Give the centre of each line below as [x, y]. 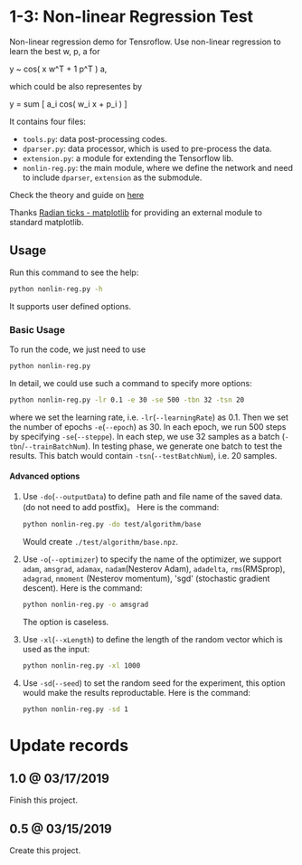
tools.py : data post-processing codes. [94, 138]
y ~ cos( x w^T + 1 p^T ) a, [58, 69]
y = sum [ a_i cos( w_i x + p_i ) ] [69, 104]
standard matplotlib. [47, 222]
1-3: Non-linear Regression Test [132, 17]
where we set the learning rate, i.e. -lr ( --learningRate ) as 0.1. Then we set [149, 417]
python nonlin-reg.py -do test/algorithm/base [112, 524]
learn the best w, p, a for [55, 51]
